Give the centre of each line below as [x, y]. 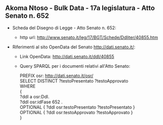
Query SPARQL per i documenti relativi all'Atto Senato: [75, 66]
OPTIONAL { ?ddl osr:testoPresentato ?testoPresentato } [77, 107]
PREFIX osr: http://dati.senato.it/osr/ [56, 76]
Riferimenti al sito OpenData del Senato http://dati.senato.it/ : [74, 47]
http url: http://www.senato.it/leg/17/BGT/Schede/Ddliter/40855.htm [89, 37]
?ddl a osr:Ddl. [34, 96]
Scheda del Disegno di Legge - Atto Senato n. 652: [64, 28]
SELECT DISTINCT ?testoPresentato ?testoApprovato [74, 81]
